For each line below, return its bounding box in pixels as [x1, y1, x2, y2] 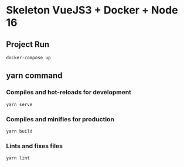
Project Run [6, 39, 50, 49]
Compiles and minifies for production [6, 115, 114, 123]
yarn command [6, 71, 63, 81]
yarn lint [6, 155, 30, 161]
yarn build [6, 128, 33, 134]
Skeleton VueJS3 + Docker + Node [6, 4, 178, 17]
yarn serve [6, 101, 33, 107]
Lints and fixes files [6, 142, 63, 150]
